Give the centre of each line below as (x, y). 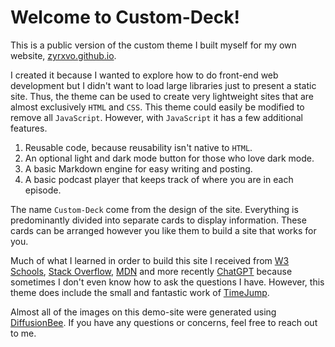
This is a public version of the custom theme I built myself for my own (153, 45)
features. (29, 128)
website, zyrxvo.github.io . (63, 55)
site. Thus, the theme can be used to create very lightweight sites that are (162, 96)
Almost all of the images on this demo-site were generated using (143, 312)
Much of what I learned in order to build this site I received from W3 (150, 260)
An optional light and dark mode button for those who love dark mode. (169, 158)
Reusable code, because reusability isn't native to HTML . (138, 147)
